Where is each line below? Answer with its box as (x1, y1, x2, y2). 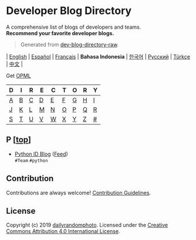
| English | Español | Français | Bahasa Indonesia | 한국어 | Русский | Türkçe (6, 53, 191, 60)
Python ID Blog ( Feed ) (14, 150, 69, 157)
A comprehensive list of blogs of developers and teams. (6, 23, 141, 30)
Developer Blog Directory (6, 4, 132, 18)
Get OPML (6, 72, 31, 79)
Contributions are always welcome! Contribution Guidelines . (6, 189, 151, 196)
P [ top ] (6, 135, 31, 145)
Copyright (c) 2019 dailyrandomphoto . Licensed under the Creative (6, 221, 168, 229)
